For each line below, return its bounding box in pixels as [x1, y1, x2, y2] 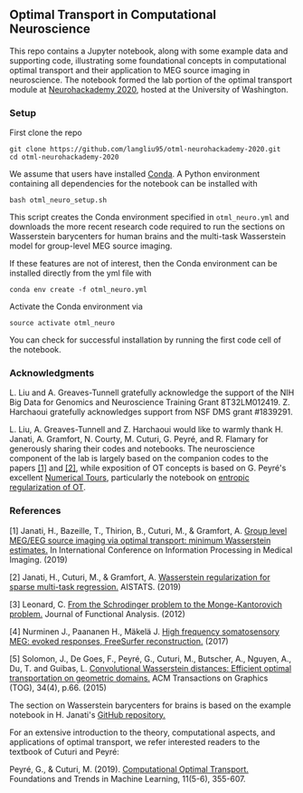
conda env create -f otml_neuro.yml [9, 285, 147, 295]
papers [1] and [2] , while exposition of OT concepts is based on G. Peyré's [9, 462, 287, 474]
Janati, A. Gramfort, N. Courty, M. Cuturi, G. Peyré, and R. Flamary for [9, 434, 269, 445]
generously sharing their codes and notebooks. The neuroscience [9, 443, 255, 454]
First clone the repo [9, 127, 83, 139]
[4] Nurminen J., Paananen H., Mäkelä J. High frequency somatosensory [9, 625, 280, 637]
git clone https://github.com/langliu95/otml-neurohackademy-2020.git [9, 145, 281, 154]
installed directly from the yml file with [9, 267, 152, 279]
